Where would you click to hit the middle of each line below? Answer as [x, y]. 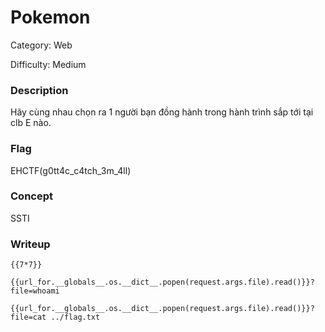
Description [39, 90]
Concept [31, 196]
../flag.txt [75, 317]
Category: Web [41, 45]
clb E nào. [31, 123]
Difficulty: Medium [48, 64]
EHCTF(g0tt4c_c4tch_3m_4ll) [71, 170]
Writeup [30, 244]
